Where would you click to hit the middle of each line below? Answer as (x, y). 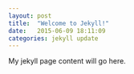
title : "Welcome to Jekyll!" (59, 23)
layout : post (30, 16)
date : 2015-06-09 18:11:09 (57, 31)
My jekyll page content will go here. (67, 61)
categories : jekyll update (53, 38)
